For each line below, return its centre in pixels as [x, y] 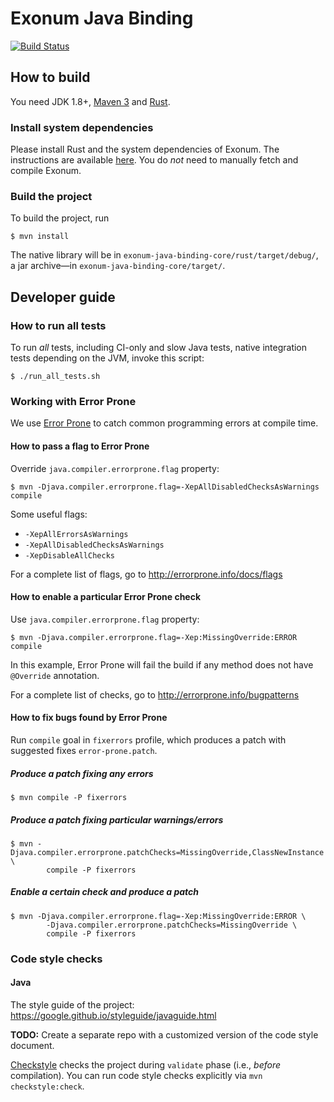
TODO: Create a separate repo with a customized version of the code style [164, 1034]
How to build [50, 77]
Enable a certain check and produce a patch [105, 892]
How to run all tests [58, 325]
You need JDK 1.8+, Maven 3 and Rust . [90, 101]
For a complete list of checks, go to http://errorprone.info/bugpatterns [155, 694]
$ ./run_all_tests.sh [55, 377]
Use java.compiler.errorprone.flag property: [105, 619]
